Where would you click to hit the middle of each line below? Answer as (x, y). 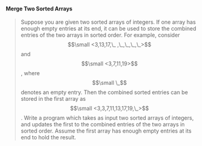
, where (30, 73)
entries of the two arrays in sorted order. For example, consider (100, 35)
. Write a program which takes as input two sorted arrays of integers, (107, 118)
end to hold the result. (49, 137)
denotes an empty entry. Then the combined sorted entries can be (104, 92)
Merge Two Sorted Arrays (39, 9)
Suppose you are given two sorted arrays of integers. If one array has (108, 22)
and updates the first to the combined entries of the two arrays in (103, 125)
